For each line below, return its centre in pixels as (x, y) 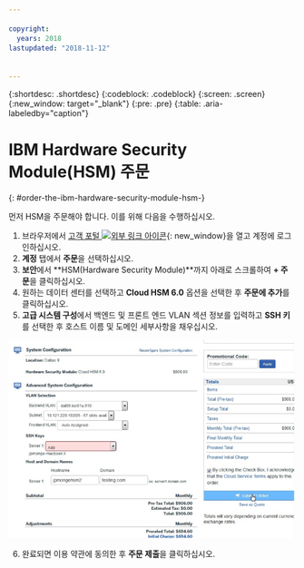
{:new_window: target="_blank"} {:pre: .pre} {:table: (105, 103)
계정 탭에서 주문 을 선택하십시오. (77, 258)
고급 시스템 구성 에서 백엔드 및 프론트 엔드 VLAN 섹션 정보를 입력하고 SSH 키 (156, 315)
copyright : (29, 29)
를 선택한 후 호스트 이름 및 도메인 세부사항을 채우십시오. (120, 326)
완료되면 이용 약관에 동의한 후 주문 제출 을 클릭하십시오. (118, 553)
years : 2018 (39, 38)
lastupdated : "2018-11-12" (59, 48)
